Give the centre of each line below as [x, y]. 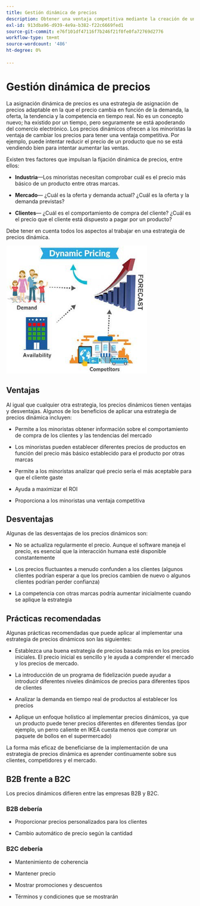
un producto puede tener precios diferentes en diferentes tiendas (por [101, 724]
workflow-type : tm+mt [33, 38]
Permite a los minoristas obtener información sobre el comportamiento [101, 429]
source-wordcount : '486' [37, 44]
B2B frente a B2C [38, 779]
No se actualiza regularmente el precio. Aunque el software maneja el [100, 545]
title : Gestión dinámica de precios [51, 13]
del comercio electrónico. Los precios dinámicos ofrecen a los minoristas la [99, 129]
